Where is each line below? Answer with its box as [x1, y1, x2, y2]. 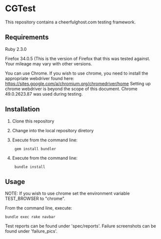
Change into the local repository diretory [12, 127, 94, 133]
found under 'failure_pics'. [5, 228, 58, 234]
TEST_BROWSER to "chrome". [5, 196, 65, 201]
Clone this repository [12, 118, 55, 124]
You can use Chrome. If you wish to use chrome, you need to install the [5, 70, 148, 76]
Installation [5, 105, 40, 114]
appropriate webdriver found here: [5, 75, 75, 81]
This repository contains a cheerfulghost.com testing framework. [5, 19, 136, 25]
